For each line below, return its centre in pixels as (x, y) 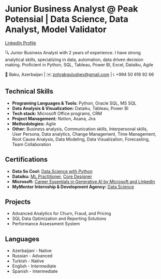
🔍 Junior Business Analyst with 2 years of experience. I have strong (73, 52)
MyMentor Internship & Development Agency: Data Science (73, 186)
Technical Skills (29, 91)
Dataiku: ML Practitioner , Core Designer (52, 176)
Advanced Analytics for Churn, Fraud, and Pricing (61, 214)
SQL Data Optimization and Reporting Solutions (59, 218)
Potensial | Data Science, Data (67, 19)
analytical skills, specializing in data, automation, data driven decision (74, 60)
